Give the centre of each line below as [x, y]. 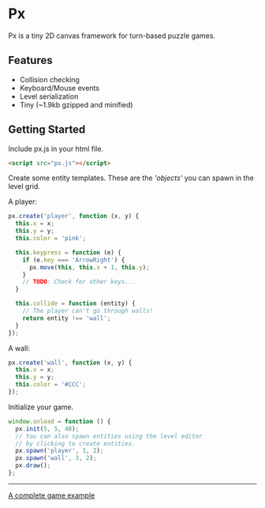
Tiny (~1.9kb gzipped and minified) [76, 104]
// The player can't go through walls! [88, 311]
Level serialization [49, 96]
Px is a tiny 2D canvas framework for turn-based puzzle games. [112, 36]
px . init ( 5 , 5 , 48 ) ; [47, 429]
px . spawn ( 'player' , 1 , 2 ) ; [60, 451]
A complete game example [52, 495]
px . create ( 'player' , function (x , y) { [74, 216]
